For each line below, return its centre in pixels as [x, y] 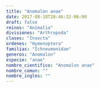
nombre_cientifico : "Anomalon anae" [50, 65]
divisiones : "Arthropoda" [37, 33]
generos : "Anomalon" [31, 54]
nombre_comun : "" [27, 71]
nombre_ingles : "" [28, 76]
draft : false [22, 22]
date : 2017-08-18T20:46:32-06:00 [47, 17]
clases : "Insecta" [28, 38]
